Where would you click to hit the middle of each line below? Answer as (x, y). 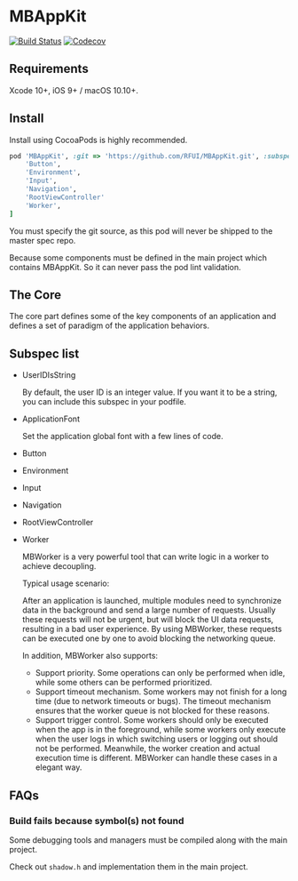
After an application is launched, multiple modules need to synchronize (152, 601)
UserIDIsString (49, 375)
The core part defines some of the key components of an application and (143, 316)
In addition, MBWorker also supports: (90, 656)
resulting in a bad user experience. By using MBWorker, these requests (152, 629)
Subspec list (44, 353)
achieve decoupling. (59, 566)
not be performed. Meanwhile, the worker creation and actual (148, 749)
